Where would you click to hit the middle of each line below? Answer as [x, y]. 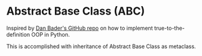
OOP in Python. [51, 34]
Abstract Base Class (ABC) [76, 11]
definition [18, 34]
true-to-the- [169, 28]
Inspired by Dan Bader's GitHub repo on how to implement [80, 28]
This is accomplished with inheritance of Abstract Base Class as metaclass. [101, 46]
